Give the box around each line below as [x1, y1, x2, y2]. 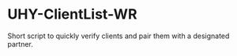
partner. [7, 39, 33, 48]
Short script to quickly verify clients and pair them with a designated [7, 31, 230, 40]
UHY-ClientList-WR [7, 5, 137, 23]
